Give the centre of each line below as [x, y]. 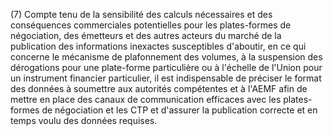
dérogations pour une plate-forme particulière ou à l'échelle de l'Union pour [166, 67]
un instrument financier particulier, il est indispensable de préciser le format [166, 78]
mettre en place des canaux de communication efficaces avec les [146, 99]
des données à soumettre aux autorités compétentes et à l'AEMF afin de [159, 88]
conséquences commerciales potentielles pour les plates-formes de [151, 25]
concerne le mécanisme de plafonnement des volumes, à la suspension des [166, 57]
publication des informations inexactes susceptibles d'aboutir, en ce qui [158, 46]
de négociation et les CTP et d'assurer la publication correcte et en [179, 110]
